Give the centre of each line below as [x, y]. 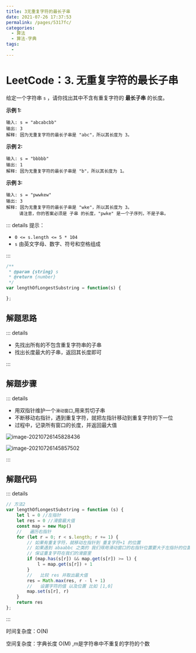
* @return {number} [32, 277]
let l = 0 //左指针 [39, 515]
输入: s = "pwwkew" [29, 195]
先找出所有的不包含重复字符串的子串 [58, 345]
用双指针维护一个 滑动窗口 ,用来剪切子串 [60, 410]
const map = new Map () [44, 526]
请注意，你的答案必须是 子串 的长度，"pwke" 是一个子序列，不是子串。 [94, 213]
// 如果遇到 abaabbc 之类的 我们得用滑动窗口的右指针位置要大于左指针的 [105, 548]
